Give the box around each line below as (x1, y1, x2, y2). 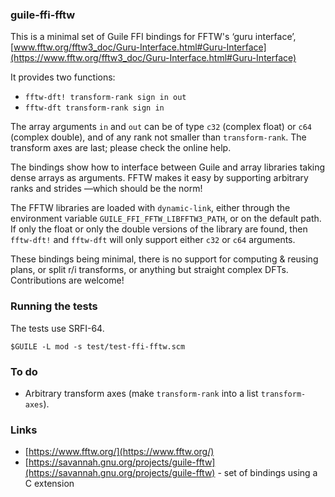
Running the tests (10, 299, 98, 313)
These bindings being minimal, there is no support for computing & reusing (10, 253, 319, 265)
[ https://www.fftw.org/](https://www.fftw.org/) (24, 446, 215, 458)
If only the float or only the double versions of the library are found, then (10, 223, 308, 235)
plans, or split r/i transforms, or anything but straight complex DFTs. (10, 264, 289, 276)
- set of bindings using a (217, 467, 318, 479)
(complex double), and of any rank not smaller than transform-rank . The (10, 131, 307, 143)
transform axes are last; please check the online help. (10, 142, 232, 154)
